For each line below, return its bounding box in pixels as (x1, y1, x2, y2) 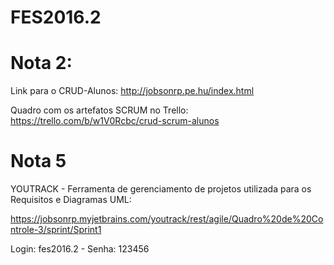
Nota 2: (10, 52, 73, 75)
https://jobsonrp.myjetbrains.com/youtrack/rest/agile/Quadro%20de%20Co (10, 213, 324, 225)
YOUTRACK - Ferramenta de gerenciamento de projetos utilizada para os (10, 183, 312, 195)
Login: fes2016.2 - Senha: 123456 (10, 243, 150, 255)
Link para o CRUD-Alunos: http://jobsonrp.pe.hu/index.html (10, 85, 255, 97)
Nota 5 (10, 150, 67, 173)
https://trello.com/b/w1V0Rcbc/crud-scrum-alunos (10, 115, 220, 127)
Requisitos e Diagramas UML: (10, 194, 132, 206)
